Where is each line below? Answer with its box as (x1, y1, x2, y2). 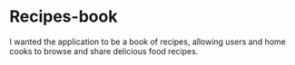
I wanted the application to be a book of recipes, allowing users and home (9, 36, 286, 47)
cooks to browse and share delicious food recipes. (9, 45, 199, 56)
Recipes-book (9, 6, 118, 27)
